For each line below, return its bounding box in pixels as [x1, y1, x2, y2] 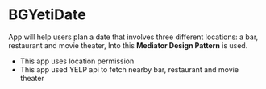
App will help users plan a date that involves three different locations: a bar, [8, 32, 259, 42]
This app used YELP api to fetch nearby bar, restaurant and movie [19, 64, 239, 74]
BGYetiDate [8, 6, 86, 24]
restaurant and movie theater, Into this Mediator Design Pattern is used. [8, 40, 248, 50]
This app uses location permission [19, 56, 135, 66]
